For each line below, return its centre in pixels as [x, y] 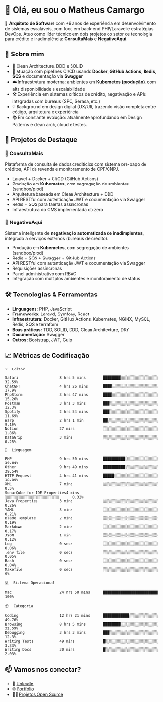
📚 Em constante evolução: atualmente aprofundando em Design [77, 117]
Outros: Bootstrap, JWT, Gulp [42, 340]
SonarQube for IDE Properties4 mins [42, 493]
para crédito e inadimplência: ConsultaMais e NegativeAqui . [66, 39]
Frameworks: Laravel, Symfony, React [51, 314]
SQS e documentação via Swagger [47, 76]
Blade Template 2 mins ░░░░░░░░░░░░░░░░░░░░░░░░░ [81, 518]
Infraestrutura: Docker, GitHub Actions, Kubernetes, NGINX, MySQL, [81, 319]
